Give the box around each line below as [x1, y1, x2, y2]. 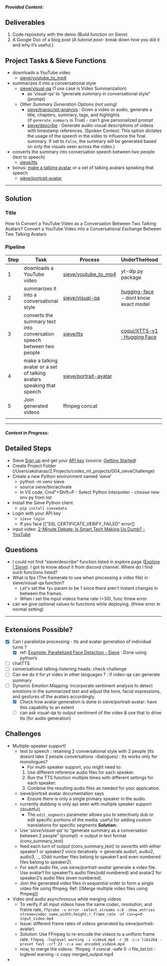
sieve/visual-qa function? [12, 580, 65, 586]
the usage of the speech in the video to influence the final [27, 133, 146, 139]
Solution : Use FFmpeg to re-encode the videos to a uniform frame [19, 931, 155, 937]
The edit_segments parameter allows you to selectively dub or [27, 811, 154, 817]
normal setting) [12, 606, 44, 612]
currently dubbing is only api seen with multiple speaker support [19, 801, 152, 807]
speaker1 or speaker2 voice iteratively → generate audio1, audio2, [19, 848, 155, 854]
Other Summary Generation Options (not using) [19, 101, 117, 107]
